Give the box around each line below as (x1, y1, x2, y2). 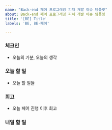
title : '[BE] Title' (5, 16, 48, 21)
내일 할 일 (5, 119, 26, 126)
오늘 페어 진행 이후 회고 (12, 105, 57, 111)
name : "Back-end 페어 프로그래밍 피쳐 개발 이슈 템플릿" (5, 7, 108, 12)
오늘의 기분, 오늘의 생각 (12, 54, 57, 60)
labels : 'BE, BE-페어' (5, 21, 50, 26)
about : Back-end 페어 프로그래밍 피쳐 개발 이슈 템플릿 (5, 12, 106, 17)
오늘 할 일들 (12, 79, 35, 86)
